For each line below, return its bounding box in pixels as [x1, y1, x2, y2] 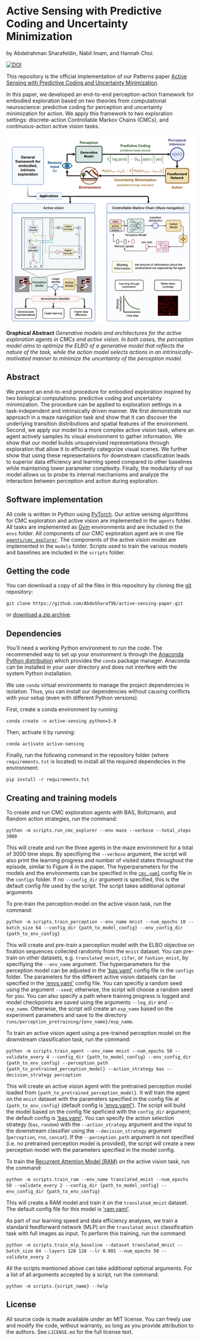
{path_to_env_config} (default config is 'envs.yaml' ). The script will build [6, 1101, 186, 1109]
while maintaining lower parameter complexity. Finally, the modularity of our [6, 464, 193, 472]
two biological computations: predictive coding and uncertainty [6, 394, 163, 402]
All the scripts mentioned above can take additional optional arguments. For [6, 1264, 193, 1272]
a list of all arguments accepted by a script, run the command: [6, 1271, 160, 1278]
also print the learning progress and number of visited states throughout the [6, 857, 193, 864]
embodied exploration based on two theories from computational [6, 97, 166, 104]
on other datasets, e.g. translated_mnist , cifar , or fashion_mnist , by [19, 954, 188, 961]
